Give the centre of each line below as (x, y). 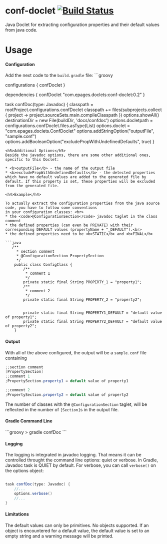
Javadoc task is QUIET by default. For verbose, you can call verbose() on (81, 465)
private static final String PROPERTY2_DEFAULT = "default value (93, 322)
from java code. (21, 30)
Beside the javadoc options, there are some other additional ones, (78, 155)
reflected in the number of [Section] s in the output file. (62, 409)
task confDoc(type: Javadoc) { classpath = (49, 105)
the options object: (24, 471)
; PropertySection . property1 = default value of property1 (67, 381)
